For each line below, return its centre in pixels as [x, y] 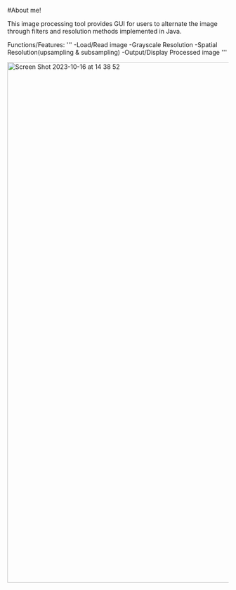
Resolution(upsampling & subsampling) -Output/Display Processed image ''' [117, 52]
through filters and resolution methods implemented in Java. [94, 31]
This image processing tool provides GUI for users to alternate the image [112, 24]
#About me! [24, 10]
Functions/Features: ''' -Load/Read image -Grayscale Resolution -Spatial [112, 45]
